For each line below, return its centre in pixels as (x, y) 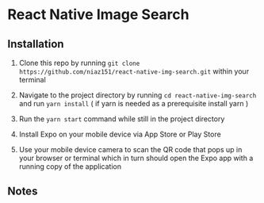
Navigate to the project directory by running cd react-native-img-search (138, 95)
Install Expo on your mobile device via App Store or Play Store (120, 134)
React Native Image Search (98, 15)
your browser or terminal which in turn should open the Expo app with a (136, 158)
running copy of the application (70, 167)
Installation (36, 44)
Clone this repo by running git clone (79, 63)
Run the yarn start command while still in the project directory (122, 119)
